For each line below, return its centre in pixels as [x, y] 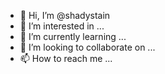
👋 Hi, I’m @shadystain [65, 15]
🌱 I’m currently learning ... [73, 36]
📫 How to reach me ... [66, 58]
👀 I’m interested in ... [62, 26]
